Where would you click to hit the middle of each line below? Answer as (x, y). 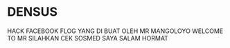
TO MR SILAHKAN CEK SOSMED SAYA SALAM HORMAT (88, 38)
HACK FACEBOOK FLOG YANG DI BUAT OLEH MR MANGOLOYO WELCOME (115, 31)
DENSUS (32, 12)
